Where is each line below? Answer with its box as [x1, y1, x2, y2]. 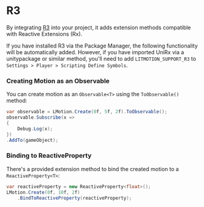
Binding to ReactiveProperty [6, 152, 92, 160]
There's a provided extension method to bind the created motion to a [6, 165, 179, 172]
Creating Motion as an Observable [6, 77, 110, 85]
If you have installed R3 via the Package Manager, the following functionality [6, 42, 198, 49]
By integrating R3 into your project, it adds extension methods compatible [6, 24, 191, 31]
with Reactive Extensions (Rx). [6, 30, 83, 37]
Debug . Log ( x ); [17, 125, 53, 132]
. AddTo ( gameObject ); [6, 137, 59, 143]
